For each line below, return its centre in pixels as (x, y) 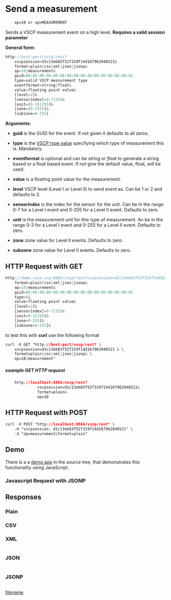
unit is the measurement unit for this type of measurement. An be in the (88, 220)
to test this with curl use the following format (52, 335)
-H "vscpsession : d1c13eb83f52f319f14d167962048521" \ (74, 429)
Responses (23, 497)
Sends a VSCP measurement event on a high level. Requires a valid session (85, 32)
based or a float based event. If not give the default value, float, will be (87, 164)
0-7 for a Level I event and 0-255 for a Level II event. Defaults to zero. (85, 210)
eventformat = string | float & (43, 85)
